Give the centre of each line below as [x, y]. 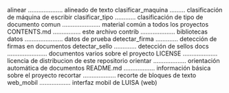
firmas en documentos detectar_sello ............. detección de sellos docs [108, 46]
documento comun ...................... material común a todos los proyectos [108, 24]
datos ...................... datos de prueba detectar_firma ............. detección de [112, 39]
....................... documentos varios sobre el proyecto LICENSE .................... [112, 53]
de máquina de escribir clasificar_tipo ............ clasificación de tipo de [105, 17]
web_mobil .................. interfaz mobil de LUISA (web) [82, 82]
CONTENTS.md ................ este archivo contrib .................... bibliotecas [108, 31]
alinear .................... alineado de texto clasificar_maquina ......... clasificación [115, 10]
